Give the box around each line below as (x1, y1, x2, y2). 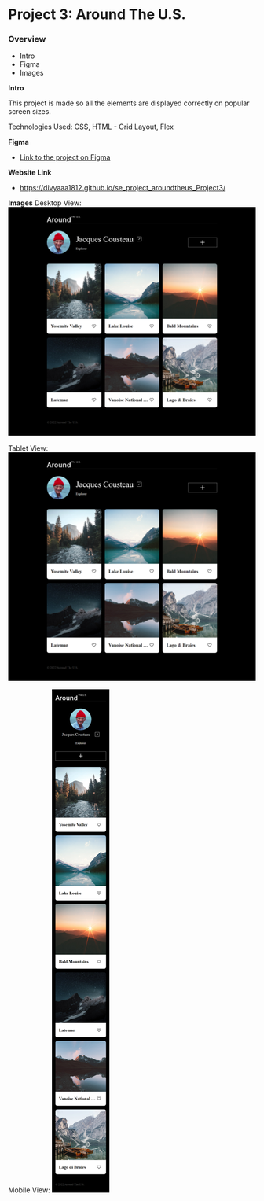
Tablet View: (8, 444, 49, 453)
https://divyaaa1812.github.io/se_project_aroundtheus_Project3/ (19, 183, 226, 193)
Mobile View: (8, 1185, 50, 1195)
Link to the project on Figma (19, 153, 111, 162)
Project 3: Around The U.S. (8, 6, 186, 24)
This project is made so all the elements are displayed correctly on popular (8, 98, 250, 108)
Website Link (8, 168, 52, 178)
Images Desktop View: (8, 198, 82, 208)
